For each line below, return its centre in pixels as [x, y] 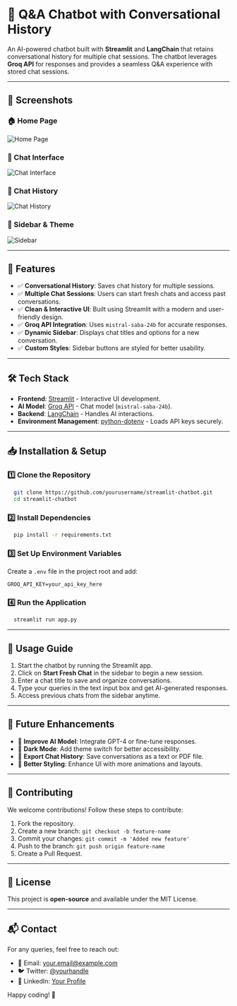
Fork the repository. [46, 823]
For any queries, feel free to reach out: [63, 949]
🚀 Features [31, 269]
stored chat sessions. [38, 71]
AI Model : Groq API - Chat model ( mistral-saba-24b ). [95, 406]
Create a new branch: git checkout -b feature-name [94, 831]
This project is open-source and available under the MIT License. [103, 899]
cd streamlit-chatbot [45, 499]
